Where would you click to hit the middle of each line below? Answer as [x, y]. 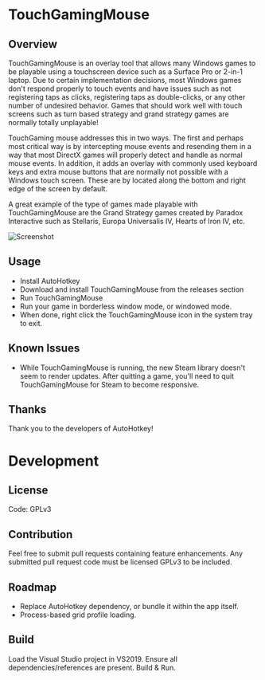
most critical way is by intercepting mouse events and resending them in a [130, 146]
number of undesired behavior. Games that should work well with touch [125, 106]
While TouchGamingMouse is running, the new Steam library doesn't [132, 368]
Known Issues [44, 348]
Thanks [27, 409]
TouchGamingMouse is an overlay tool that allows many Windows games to [132, 63]
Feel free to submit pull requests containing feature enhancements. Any [126, 554]
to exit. [31, 323]
